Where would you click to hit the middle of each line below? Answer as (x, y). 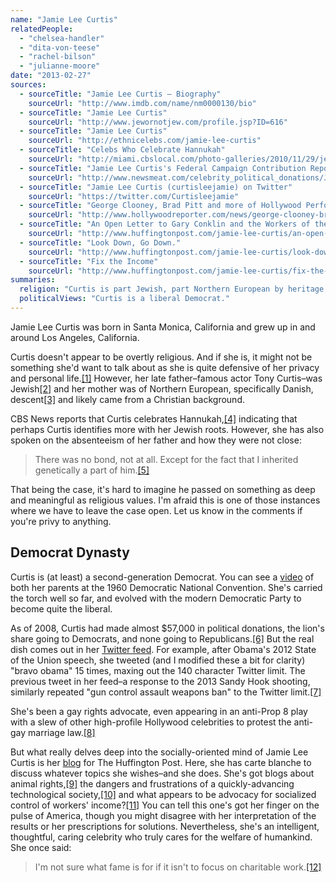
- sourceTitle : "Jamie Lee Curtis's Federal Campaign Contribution (163, 168)
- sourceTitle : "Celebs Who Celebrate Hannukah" (122, 150)
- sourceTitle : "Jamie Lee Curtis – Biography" (120, 94)
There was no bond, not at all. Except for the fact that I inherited (166, 459)
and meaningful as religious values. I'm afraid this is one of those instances (165, 500)
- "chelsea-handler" (62, 38)
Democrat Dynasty (70, 552)
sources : (28, 85)
